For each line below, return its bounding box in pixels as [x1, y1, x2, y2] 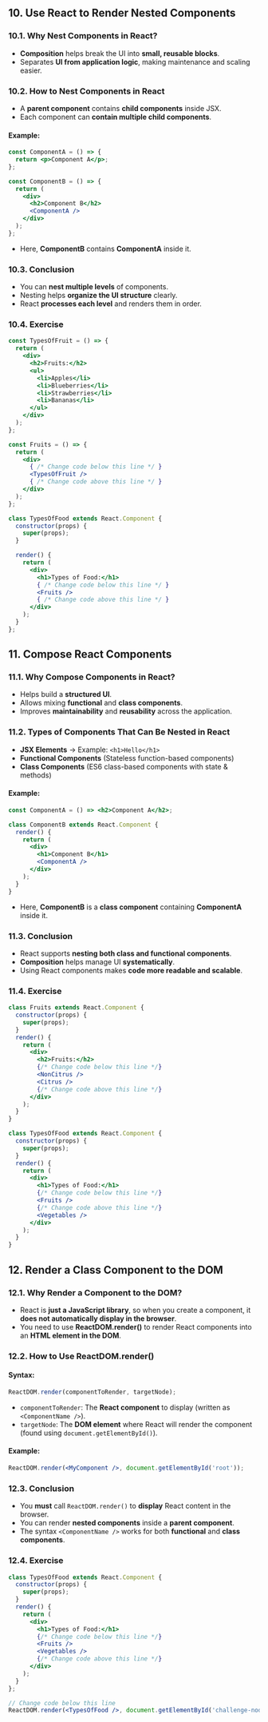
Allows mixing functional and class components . [19, 698, 183, 708]
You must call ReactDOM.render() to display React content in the [19, 1501, 231, 1511]
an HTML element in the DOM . [19, 1330, 122, 1340]
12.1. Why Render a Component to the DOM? [8, 1287, 183, 1298]
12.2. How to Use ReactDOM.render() [8, 1350, 155, 1362]
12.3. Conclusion [8, 1482, 74, 1493]
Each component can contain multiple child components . [19, 112, 212, 121]
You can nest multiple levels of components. [19, 282, 169, 292]
